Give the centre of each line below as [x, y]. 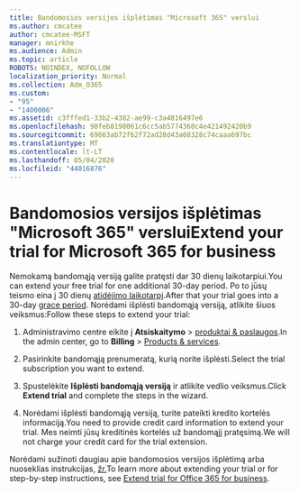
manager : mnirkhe [42, 43]
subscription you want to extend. [83, 369]
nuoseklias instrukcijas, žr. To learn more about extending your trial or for [144, 469]
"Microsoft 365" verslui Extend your [146, 232]
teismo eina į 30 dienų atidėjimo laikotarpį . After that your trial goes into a [144, 296]
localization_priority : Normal [68, 77]
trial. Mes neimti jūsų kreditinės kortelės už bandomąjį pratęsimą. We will [156, 433]
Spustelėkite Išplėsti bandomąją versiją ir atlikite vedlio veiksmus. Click [154, 386]
